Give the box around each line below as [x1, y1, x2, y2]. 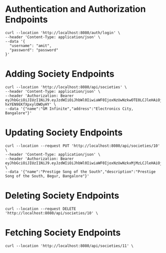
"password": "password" [9, 47, 58, 52]
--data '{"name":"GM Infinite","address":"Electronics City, [5, 106, 134, 111]
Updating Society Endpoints [5, 127, 123, 138]
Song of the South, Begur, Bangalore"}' [5, 173, 90, 178]
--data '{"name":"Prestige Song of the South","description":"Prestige [5, 169, 156, 174]
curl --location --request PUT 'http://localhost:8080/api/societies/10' [5, 143, 161, 148]
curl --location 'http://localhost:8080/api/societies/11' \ [5, 243, 134, 248]
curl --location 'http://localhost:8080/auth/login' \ [5, 30, 121, 35]
